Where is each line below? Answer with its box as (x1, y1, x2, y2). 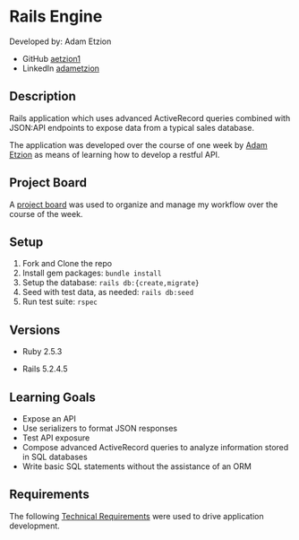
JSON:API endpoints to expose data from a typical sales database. (9, 122, 255, 133)
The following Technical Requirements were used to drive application (9, 510, 264, 521)
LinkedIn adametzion (21, 63, 100, 74)
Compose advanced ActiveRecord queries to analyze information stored (21, 442, 289, 452)
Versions (9, 322, 61, 337)
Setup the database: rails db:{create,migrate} (21, 277, 200, 288)
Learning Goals (9, 389, 97, 405)
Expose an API (21, 414, 76, 423)
